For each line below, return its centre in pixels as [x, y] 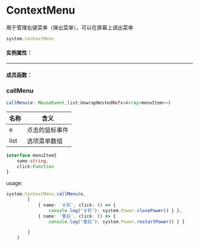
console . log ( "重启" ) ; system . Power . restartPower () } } [117, 222]
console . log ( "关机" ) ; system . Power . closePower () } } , [115, 210]
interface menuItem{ [32, 155]
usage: [15, 183]
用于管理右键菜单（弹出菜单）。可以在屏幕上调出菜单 [70, 27]
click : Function [36, 167]
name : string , [33, 161]
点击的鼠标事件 [48, 130]
